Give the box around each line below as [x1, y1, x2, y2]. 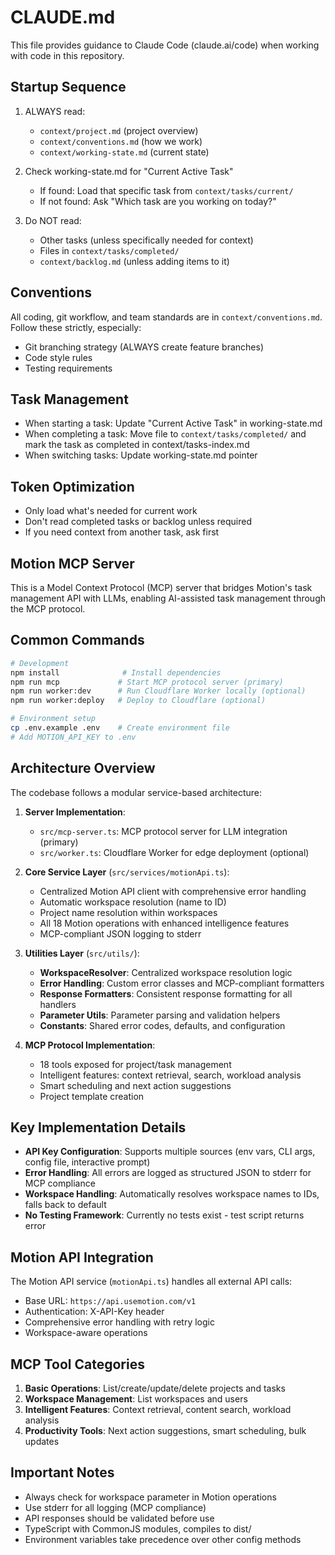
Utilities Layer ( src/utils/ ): [24, 947, 140, 959]
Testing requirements [24, 362, 113, 374]
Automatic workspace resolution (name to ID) [39, 896, 227, 908]
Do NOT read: [24, 214, 82, 226]
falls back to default [24, 1199, 107, 1211]
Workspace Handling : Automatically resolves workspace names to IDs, [24, 1188, 320, 1200]
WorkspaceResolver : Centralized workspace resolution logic [39, 966, 293, 978]
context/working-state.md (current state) [39, 146, 210, 158]
